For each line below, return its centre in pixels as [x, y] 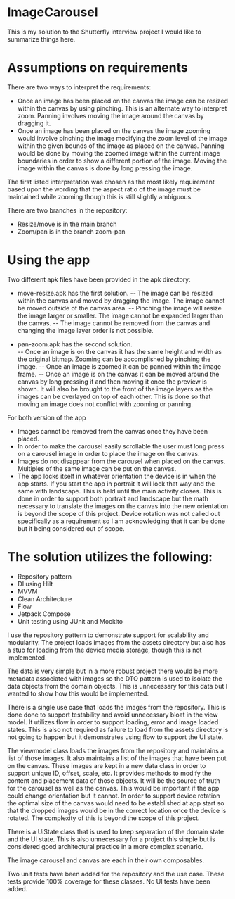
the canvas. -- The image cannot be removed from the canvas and [114, 323]
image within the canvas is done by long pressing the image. [105, 168]
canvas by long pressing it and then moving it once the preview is [112, 382]
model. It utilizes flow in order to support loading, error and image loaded [113, 722]
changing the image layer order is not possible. [85, 330]
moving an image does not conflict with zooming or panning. [105, 404]
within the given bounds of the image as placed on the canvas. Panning [121, 146]
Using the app [49, 260]
